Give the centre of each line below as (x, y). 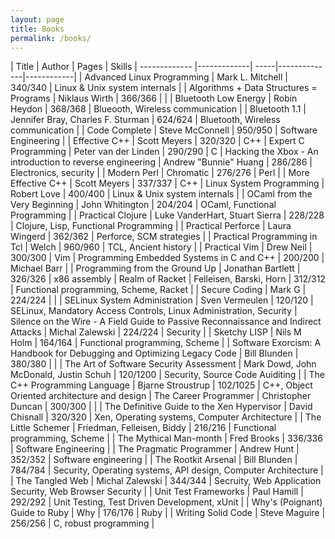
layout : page (37, 19)
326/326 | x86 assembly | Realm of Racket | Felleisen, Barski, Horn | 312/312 (168, 279)
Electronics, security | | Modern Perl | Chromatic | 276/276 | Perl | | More (160, 173)
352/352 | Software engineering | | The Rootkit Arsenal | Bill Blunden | (154, 460)
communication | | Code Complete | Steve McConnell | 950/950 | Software (164, 130)
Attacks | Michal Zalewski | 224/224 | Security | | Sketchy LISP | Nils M (156, 332)
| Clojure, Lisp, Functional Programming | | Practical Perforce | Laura (151, 226)
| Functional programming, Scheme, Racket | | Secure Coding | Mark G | (158, 290)
